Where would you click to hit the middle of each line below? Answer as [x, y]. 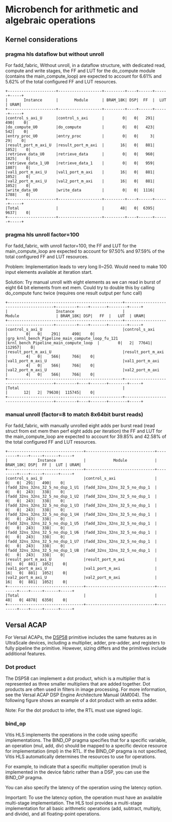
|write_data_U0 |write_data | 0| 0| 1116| [80, 190]
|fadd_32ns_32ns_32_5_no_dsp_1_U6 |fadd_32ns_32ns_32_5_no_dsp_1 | [81, 533]
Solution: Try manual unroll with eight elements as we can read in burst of [83, 282]
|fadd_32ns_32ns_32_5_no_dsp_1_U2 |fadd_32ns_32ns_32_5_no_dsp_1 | [81, 497]
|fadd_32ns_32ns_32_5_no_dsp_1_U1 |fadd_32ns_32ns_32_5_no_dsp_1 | [81, 487]
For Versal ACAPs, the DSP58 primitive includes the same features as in [81, 637]
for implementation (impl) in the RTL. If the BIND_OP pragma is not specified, [86, 751]
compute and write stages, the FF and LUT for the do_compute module [80, 71]
